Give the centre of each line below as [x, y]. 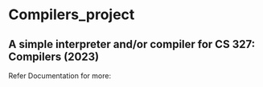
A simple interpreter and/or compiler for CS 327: [132, 44]
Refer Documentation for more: [60, 76]
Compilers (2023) [53, 56]
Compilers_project [72, 15]
